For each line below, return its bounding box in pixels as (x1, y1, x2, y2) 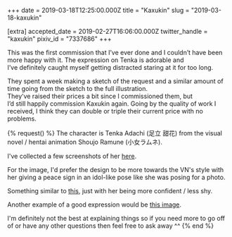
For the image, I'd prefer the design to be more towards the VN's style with (7, 166, 224, 174)
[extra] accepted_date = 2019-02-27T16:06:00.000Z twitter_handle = (7, 28, 208, 35)
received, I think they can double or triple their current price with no (7, 107, 204, 115)
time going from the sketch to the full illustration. (7, 85, 148, 92)
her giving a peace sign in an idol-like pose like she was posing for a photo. (7, 173, 226, 181)
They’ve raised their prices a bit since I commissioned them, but (7, 92, 193, 100)
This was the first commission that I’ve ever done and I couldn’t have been (7, 49, 223, 56)
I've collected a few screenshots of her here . (7, 152, 137, 160)
